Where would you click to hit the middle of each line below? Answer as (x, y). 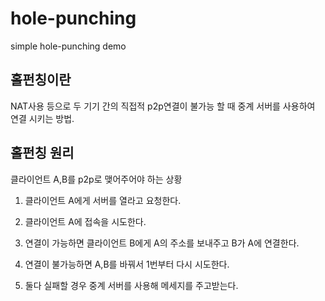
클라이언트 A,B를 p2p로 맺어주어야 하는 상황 (96, 179)
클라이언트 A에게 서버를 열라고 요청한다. (103, 200)
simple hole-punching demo (68, 46)
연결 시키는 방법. (42, 118)
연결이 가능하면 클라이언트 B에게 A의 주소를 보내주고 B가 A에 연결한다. (162, 243)
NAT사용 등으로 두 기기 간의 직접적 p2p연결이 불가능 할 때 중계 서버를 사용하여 (163, 106)
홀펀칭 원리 (42, 153)
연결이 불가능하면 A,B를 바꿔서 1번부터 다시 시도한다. (127, 264)
